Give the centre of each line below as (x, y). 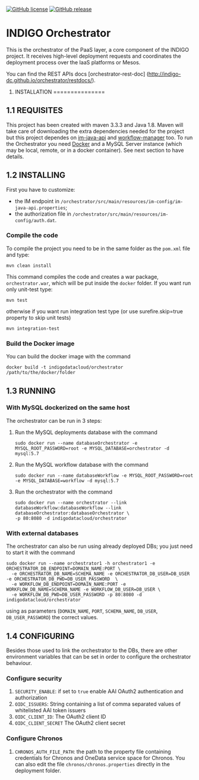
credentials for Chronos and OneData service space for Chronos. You (100, 758)
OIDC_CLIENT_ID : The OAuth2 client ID (60, 717)
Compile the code (32, 235)
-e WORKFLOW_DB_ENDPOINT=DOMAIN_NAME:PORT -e (69, 584)
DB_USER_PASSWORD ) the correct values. (52, 617)
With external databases (42, 533)
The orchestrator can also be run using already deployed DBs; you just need (99, 546)
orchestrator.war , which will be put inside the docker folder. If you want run (99, 283)
